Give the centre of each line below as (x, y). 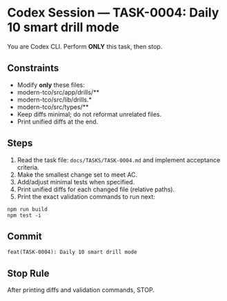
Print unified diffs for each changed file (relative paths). (96, 189)
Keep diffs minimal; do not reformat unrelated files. (89, 114)
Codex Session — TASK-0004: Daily (113, 13)
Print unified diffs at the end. (58, 122)
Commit (25, 236)
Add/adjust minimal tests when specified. (76, 182)
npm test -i (24, 215)
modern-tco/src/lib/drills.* (54, 99)
